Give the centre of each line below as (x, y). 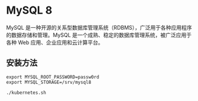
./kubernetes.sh (26, 93)
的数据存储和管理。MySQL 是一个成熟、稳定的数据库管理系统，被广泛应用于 (99, 35)
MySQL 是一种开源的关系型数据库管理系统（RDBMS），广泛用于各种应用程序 (99, 27)
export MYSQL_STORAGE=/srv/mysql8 (49, 82)
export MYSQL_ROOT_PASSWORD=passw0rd (53, 77)
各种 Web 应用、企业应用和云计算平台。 (55, 42)
